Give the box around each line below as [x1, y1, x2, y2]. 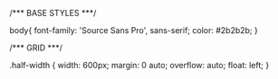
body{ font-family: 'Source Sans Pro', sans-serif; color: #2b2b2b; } [9, 25, 258, 35]
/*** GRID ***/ [9, 42, 63, 53]
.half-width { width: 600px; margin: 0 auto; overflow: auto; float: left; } [9, 60, 270, 70]
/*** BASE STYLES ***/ [9, 8, 97, 18]
